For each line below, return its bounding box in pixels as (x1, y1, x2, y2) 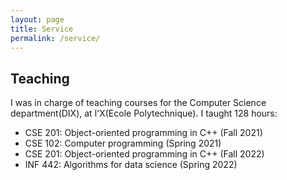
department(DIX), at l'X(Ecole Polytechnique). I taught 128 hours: (10, 107, 278, 120)
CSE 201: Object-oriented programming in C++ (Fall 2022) (24, 148, 265, 160)
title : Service (10, 24, 74, 34)
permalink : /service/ (10, 33, 101, 43)
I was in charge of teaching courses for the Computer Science (10, 97, 267, 109)
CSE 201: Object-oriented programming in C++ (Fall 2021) (24, 127, 263, 139)
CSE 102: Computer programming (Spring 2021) (24, 137, 222, 150)
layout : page (10, 14, 65, 25)
